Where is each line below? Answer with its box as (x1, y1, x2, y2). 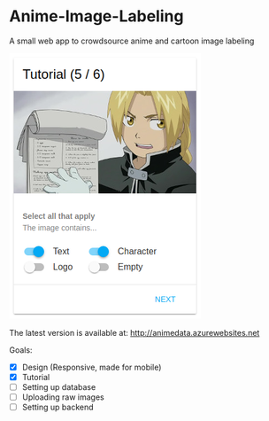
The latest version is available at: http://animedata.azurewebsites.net (9, 327, 260, 338)
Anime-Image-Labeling (9, 6, 184, 27)
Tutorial (21, 372, 50, 382)
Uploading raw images (21, 392, 104, 402)
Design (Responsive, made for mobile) (21, 362, 162, 372)
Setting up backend (21, 402, 95, 413)
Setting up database (21, 382, 96, 393)
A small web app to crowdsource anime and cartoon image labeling (9, 35, 255, 46)
